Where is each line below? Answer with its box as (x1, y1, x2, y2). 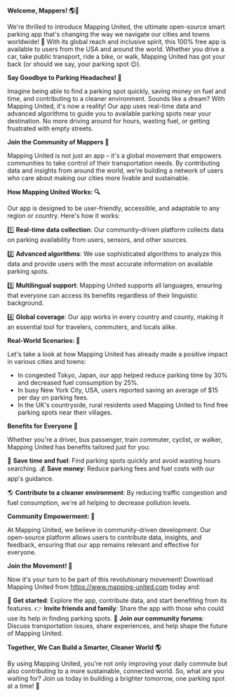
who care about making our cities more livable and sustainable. (7, 174, 190, 182)
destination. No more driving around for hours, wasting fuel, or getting (7, 117, 210, 125)
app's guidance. (7, 475, 54, 482)
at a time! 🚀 (7, 682, 40, 690)
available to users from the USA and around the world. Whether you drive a (7, 45, 224, 53)
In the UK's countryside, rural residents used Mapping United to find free (17, 401, 229, 409)
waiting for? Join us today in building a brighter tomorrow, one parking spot (7, 675, 225, 682)
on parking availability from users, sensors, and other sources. (7, 236, 188, 244)
